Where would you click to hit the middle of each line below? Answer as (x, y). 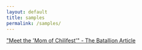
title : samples (26, 18)
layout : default (27, 12)
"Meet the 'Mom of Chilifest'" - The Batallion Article (71, 41)
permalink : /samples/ (34, 23)
